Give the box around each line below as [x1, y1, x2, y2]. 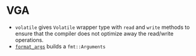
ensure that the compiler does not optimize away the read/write [15, 30, 174, 37]
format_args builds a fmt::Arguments [15, 43, 106, 50]
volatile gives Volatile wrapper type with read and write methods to [15, 23, 190, 31]
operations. [15, 36, 44, 43]
